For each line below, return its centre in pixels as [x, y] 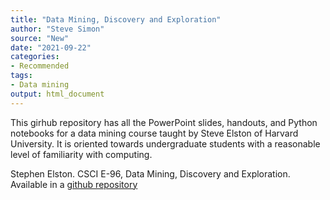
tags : [21, 76]
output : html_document [57, 94]
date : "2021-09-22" [51, 47]
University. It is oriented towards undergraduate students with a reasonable [165, 143]
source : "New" [40, 38]
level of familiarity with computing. [81, 154]
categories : [35, 57]
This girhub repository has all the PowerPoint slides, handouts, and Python [164, 122]
